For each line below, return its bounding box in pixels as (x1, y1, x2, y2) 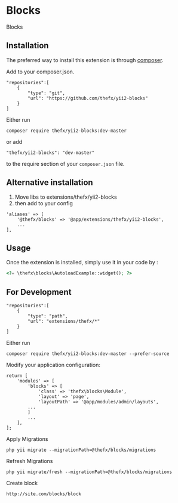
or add (6, 138, 23, 145)
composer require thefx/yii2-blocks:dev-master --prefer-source (6, 351, 170, 357)
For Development (6, 287, 72, 297)
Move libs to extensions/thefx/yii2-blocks (14, 193, 118, 200)
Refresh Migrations (6, 458, 53, 465)
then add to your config (14, 199, 73, 206)
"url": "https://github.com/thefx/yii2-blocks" (27, 95, 148, 101)
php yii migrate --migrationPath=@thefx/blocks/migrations (6, 447, 156, 453)
